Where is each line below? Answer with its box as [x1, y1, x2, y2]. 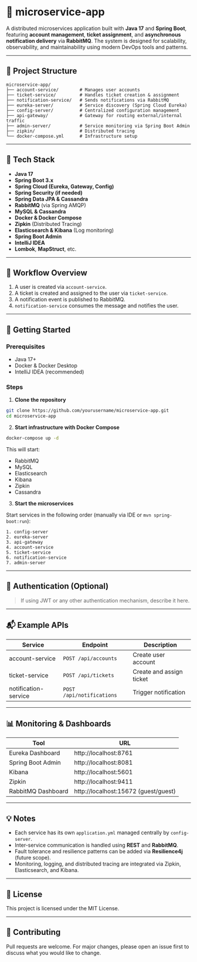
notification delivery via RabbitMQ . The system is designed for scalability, [6, 37, 187, 44]
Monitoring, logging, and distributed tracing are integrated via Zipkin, [14, 860, 181, 867]
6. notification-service [6, 554, 67, 561]
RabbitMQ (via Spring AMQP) [14, 201, 86, 208]
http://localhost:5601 [74, 768, 133, 776]
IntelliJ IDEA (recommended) [14, 368, 84, 375]
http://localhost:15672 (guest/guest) [74, 787, 176, 795]
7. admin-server [6, 560, 46, 565]
